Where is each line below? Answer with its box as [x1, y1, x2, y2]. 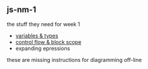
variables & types [15, 32, 58, 39]
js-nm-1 [7, 5, 36, 15]
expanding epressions [15, 45, 70, 52]
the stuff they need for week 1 [7, 20, 80, 27]
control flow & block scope [15, 38, 82, 45]
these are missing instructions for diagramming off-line [7, 56, 142, 63]
